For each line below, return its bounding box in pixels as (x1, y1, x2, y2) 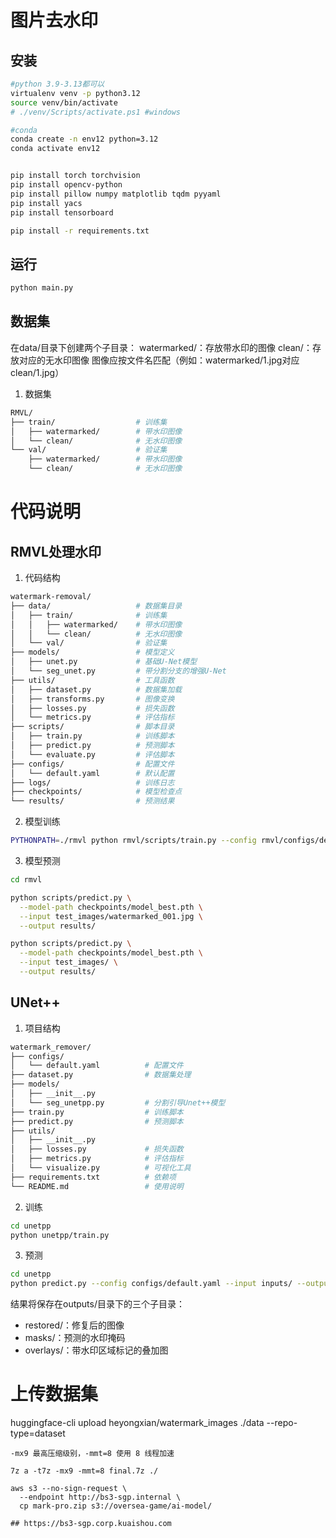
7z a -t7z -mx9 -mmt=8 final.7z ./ (10, 1466, 159, 1476)
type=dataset (10, 1427, 66, 1440)
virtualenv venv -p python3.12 (10, 88, 141, 98)
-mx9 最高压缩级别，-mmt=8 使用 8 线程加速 (10, 1449, 175, 1459)
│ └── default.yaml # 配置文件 (10, 1061, 184, 1071)
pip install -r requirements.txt (10, 226, 150, 236)
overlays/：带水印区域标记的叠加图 (24, 1344, 169, 1356)
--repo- (266, 1417, 298, 1429)
